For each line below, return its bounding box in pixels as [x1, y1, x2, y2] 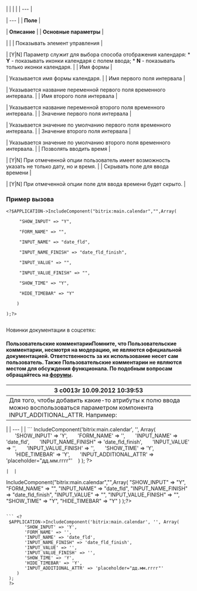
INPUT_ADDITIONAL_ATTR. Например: [9, 411, 117, 419]
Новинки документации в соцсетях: [6, 326, 96, 334]
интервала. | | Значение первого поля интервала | [6, 110, 132, 117]
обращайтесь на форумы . [6, 371, 73, 378]
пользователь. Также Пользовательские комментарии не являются [6, 359, 182, 366]
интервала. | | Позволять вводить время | [6, 146, 111, 152]
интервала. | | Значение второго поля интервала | [6, 128, 131, 134]
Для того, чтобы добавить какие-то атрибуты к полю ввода [9, 396, 181, 404]
